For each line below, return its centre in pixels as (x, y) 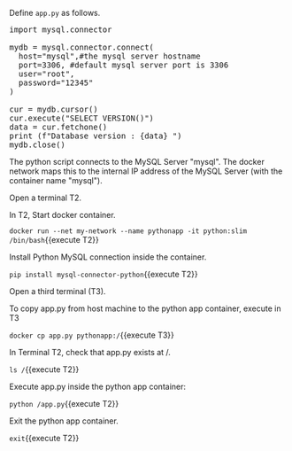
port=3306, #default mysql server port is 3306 (123, 65)
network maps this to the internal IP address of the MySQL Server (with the (146, 171)
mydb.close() (38, 145)
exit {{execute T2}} (44, 438)
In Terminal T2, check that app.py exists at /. (90, 352)
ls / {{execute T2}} (44, 369)
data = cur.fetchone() (58, 127)
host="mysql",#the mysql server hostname (109, 56)
